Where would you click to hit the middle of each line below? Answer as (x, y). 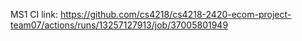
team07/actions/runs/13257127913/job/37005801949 (119, 25)
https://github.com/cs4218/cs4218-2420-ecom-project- (175, 14)
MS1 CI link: (34, 14)
